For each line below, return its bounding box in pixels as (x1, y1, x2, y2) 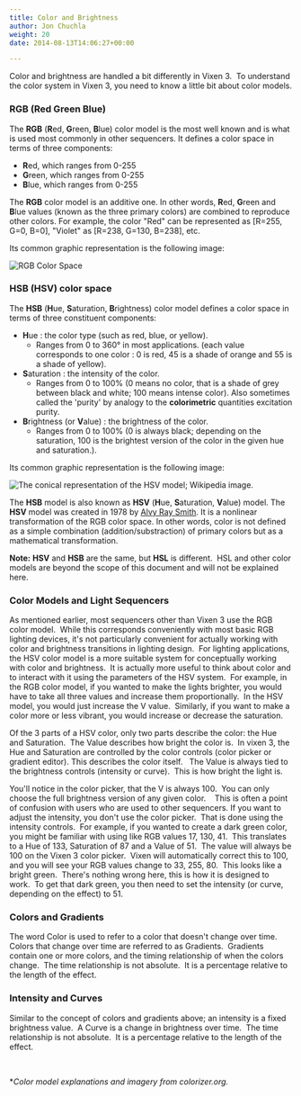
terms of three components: (9, 142, 113, 153)
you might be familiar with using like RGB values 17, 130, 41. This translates (9, 831, 288, 842)
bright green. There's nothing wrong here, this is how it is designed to (9, 869, 270, 880)
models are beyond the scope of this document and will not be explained (9, 561, 279, 572)
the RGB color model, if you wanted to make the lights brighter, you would (9, 681, 283, 693)
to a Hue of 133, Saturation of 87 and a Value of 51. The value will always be (9, 840, 292, 851)
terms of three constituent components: (9, 312, 157, 323)
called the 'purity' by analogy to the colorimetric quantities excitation (35, 397, 293, 408)
